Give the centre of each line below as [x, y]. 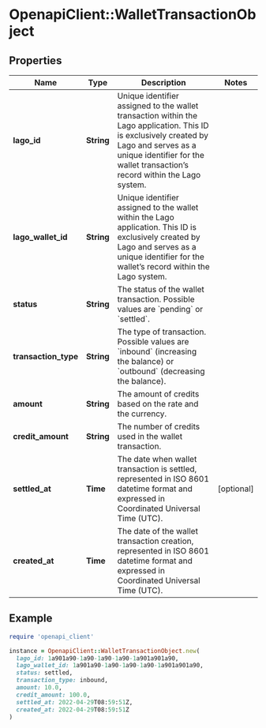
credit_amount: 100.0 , [53, 695]
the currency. [142, 414]
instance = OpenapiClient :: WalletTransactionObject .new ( [105, 651]
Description [164, 83]
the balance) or [146, 361]
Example [31, 619]
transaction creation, [155, 541]
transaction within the [157, 116]
